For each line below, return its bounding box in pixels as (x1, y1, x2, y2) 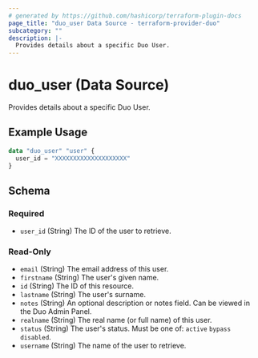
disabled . (19, 332, 52, 342)
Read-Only (8, 246, 52, 257)
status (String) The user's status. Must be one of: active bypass (19, 324, 231, 333)
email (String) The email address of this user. (19, 264, 169, 274)
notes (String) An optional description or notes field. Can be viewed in (19, 298, 251, 308)
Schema (8, 183, 50, 197)
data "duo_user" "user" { (8, 147, 95, 155)
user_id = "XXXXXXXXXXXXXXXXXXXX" (15, 154, 131, 163)
